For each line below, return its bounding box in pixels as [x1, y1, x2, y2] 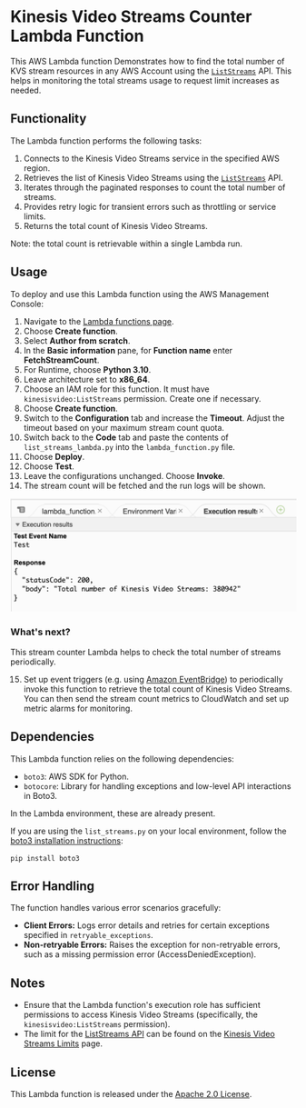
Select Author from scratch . [23, 334, 131, 346]
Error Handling [10, 878, 94, 893]
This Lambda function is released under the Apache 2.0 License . [10, 1088, 252, 1099]
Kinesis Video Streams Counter [10, 6, 252, 27]
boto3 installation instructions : [10, 834, 123, 846]
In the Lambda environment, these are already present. [10, 807, 216, 819]
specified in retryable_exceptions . [23, 930, 153, 941]
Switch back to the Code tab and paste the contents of [23, 432, 230, 443]
